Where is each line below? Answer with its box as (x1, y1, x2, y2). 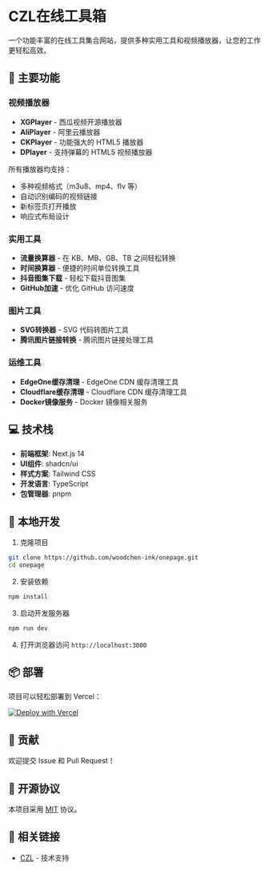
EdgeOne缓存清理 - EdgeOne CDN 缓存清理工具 (19, 376, 179, 386)
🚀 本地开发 (8, 514, 60, 528)
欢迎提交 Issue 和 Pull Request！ (8, 756, 115, 766)
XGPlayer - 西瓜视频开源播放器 (19, 117, 122, 127)
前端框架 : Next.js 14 (19, 449, 86, 458)
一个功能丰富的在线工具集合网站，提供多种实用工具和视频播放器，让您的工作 (8, 35, 261, 45)
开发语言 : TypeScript (19, 479, 89, 489)
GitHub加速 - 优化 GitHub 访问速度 (19, 283, 134, 293)
